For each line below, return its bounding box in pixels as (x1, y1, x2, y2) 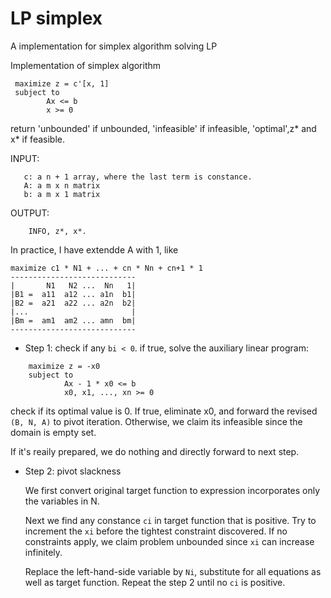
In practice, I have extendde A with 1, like (10, 243, 179, 256)
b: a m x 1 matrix (23, 189, 101, 199)
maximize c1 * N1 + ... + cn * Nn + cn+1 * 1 (10, 263, 203, 273)
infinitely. (24, 546, 63, 558)
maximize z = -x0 (28, 361, 101, 371)
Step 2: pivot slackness (24, 465, 122, 477)
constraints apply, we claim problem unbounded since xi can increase (24, 535, 315, 547)
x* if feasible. (10, 133, 65, 145)
